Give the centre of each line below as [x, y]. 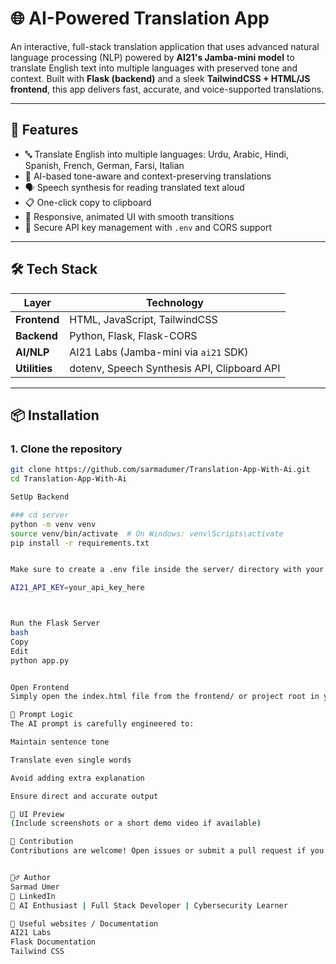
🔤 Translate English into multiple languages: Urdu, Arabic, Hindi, [156, 154]
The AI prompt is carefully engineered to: [102, 724]
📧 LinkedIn [33, 896]
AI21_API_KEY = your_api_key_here [77, 588]
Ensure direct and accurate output [84, 796]
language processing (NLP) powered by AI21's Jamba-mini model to [152, 57]
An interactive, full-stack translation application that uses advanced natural [165, 46]
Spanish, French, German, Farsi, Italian [104, 165]
